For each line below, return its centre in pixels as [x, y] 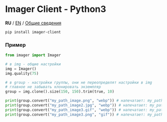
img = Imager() [21, 69]
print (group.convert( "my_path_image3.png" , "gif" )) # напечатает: [75, 115]
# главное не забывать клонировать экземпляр [53, 87]
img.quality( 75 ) [22, 73]
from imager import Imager [33, 55]
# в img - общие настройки [33, 64]
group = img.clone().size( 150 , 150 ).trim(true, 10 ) [60, 92]
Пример [16, 45]
